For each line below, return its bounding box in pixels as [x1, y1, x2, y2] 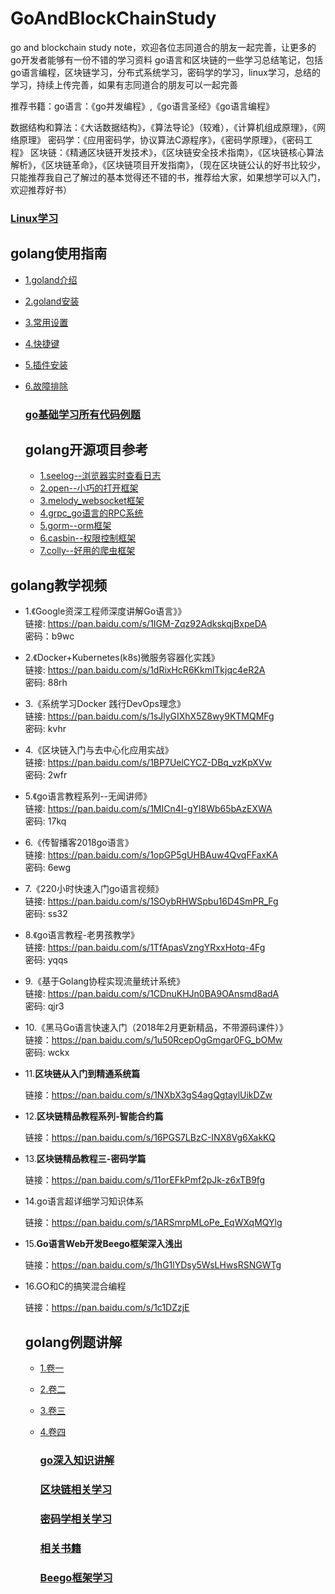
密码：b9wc [24, 630, 75, 642]
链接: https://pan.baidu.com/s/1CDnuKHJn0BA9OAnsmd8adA [24, 988, 280, 1000]
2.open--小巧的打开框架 [39, 482, 139, 494]
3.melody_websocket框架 [39, 495, 145, 507]
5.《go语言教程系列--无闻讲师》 [24, 790, 153, 802]
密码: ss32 [24, 908, 68, 920]
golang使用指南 [10, 245, 108, 262]
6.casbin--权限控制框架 [39, 532, 137, 544]
